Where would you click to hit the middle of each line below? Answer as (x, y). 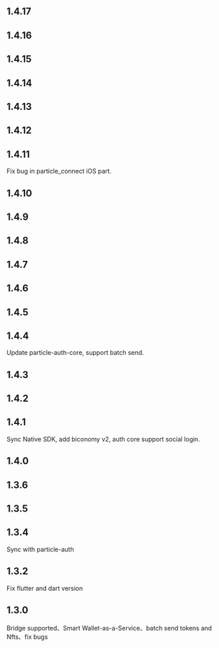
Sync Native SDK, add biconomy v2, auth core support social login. (103, 439)
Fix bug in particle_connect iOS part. (59, 171)
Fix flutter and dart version (45, 588)
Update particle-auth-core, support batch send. (75, 353)
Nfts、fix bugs (27, 637)
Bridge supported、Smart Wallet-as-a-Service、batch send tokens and (109, 628)
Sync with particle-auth (40, 549)
